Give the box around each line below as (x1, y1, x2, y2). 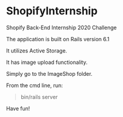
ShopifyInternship (6, 4, 98, 18)
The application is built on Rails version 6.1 (6, 35, 110, 42)
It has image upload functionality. (6, 59, 88, 66)
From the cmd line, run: (6, 82, 64, 89)
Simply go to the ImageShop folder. (6, 70, 93, 77)
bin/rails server (20, 93, 58, 100)
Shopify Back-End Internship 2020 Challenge (6, 24, 117, 31)
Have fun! (6, 104, 30, 112)
